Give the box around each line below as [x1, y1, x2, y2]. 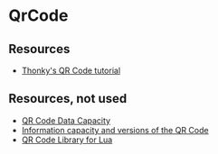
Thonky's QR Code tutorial [21, 65, 121, 76]
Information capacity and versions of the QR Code [21, 124, 209, 135]
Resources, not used [8, 91, 128, 106]
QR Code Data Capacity [21, 114, 110, 126]
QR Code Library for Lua [21, 134, 113, 145]
